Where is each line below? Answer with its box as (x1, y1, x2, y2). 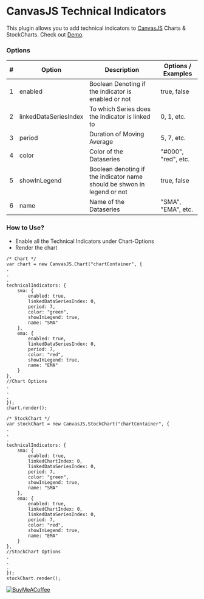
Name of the (89, 198, 125, 206)
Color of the (89, 147, 123, 156)
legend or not (89, 187, 127, 196)
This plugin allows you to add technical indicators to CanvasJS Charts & (6, 24, 186, 32)
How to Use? (6, 223, 44, 232)
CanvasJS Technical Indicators (6, 4, 166, 18)
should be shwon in (89, 180, 145, 189)
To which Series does (89, 105, 151, 113)
